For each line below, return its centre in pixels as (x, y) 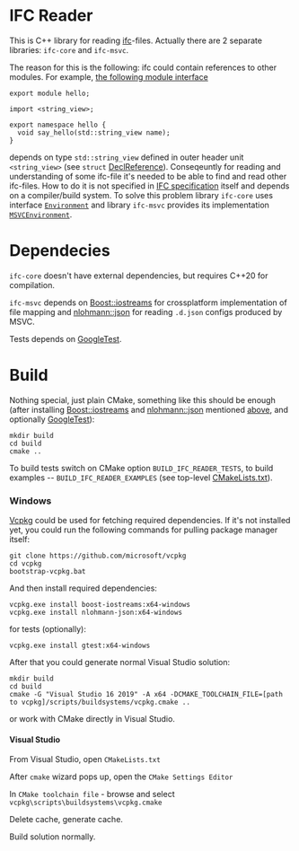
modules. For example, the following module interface (109, 76)
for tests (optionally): (48, 629)
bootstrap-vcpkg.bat (48, 572)
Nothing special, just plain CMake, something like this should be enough (142, 399)
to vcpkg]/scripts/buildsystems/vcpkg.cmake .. (100, 702)
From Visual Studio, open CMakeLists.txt (85, 759)
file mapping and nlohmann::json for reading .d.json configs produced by (146, 311)
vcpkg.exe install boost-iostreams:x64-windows (100, 605)
